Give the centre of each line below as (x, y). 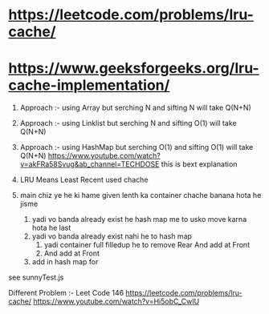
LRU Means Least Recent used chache (84, 180)
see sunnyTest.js (36, 277)
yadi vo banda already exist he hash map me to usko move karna (139, 219)
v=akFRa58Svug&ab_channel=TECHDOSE (90, 164)
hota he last (51, 228)
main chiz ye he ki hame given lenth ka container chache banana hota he (141, 195)
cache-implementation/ (89, 85)
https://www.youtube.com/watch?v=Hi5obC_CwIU (116, 301)
